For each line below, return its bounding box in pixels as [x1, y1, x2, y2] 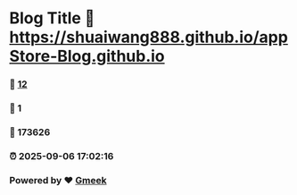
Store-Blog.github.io [9, 47, 165, 66]
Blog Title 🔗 [9, 8, 95, 29]
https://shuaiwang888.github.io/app [9, 27, 288, 47]
